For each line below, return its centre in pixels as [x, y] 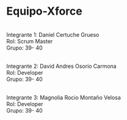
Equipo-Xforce [44, 11]
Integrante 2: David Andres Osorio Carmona [62, 66]
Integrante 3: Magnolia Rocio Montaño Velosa [64, 97]
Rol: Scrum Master [30, 41]
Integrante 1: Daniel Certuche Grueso [53, 34]
